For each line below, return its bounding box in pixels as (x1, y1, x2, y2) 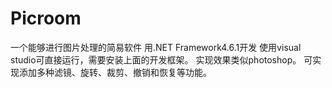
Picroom (10, 7, 82, 30)
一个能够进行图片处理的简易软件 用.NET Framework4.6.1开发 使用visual (10, 41, 302, 53)
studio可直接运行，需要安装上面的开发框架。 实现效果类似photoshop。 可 (10, 53, 313, 66)
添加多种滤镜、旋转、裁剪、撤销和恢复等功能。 (18, 66, 212, 78)
